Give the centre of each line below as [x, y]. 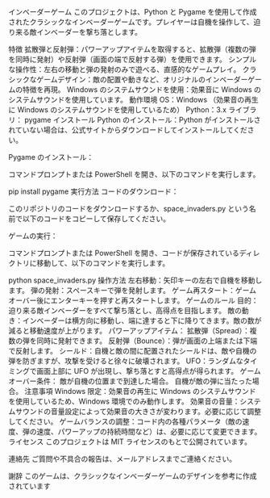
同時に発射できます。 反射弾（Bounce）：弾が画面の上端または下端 [147, 341]
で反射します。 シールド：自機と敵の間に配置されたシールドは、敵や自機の [133, 351]
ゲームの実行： [33, 236]
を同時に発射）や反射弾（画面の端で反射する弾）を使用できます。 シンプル [133, 59]
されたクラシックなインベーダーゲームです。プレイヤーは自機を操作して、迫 [135, 22]
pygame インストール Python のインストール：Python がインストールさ [142, 120]
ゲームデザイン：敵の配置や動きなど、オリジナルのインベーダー [142, 80]
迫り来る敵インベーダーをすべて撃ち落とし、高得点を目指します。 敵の [125, 310]
